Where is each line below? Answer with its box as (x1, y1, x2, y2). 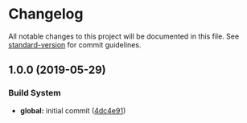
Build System (8, 88, 62, 99)
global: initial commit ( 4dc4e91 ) (19, 105, 126, 115)
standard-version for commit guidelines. (8, 39, 142, 49)
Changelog (8, 5, 84, 23)
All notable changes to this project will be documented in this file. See (8, 31, 240, 41)
